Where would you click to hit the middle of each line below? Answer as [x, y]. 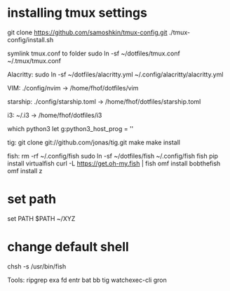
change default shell [68, 247]
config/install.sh [31, 39]
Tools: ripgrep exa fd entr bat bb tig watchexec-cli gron [87, 280]
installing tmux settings [77, 13]
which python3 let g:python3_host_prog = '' [70, 128]
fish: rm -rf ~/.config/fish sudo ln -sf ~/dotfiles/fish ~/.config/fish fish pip [113, 156]
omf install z [25, 170]
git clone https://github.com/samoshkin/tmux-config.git [87, 32]
